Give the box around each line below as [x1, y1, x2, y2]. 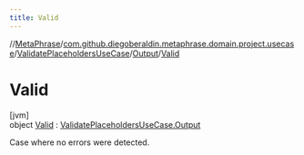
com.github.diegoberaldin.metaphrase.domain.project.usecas [63, 38, 295, 49]
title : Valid [9, 13, 59, 23]
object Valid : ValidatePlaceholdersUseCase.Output [9, 119, 201, 130]
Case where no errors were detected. [9, 137, 150, 148]
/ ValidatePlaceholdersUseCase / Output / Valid [14, 47, 180, 59]
